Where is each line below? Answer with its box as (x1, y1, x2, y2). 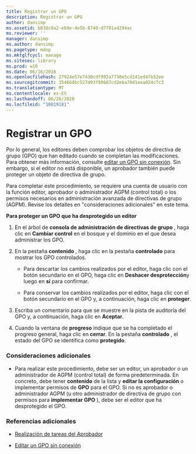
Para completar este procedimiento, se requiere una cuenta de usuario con (6, 183, 188, 190)
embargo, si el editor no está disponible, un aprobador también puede (6, 165, 175, 172)
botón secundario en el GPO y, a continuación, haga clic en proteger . (23, 295, 191, 302)
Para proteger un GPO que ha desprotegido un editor (6, 213, 137, 220)
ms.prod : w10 (6, 63, 38, 69)
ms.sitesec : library (6, 58, 57, 63)
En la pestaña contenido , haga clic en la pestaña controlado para (14, 248, 175, 255)
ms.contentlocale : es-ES (6, 90, 67, 96)
